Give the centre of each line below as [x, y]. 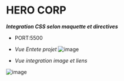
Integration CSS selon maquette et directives [62, 26]
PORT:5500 [29, 38]
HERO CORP [36, 10]
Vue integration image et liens [51, 60]
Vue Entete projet [36, 49]
